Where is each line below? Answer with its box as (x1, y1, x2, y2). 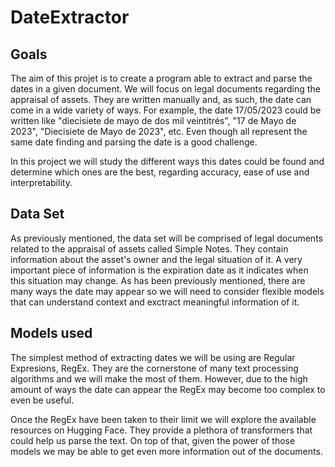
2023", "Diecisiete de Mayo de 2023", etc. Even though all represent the (10, 126, 308, 137)
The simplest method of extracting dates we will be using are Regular (10, 351, 296, 363)
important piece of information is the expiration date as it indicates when (10, 264, 309, 276)
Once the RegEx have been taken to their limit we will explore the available (10, 413, 317, 425)
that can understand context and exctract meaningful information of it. (10, 296, 300, 308)
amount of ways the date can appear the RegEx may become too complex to (10, 383, 326, 395)
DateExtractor (10, 6, 130, 29)
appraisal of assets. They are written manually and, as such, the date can (10, 94, 312, 105)
